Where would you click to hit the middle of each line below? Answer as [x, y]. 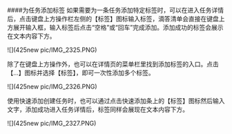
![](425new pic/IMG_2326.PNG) [52, 86]
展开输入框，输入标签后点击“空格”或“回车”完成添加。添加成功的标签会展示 [118, 27]
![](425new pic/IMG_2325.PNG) [52, 50]
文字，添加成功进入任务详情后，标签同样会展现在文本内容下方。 [98, 109]
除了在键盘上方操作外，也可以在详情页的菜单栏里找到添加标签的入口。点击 [113, 64]
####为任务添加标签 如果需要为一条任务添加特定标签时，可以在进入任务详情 [116, 10]
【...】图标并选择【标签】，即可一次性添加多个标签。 [81, 73]
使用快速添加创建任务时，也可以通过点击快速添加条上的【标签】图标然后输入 [116, 101]
